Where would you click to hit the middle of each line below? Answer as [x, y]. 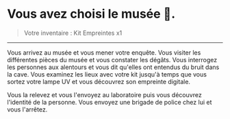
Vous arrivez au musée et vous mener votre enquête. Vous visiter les [104, 52]
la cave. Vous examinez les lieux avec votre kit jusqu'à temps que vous [107, 74]
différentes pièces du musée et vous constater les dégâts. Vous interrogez [112, 59]
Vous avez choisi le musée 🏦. [91, 14]
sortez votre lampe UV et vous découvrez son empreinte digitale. [99, 81]
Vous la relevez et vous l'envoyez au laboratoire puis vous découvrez [104, 94]
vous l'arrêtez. [27, 109]
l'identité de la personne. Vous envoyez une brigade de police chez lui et [110, 102]
